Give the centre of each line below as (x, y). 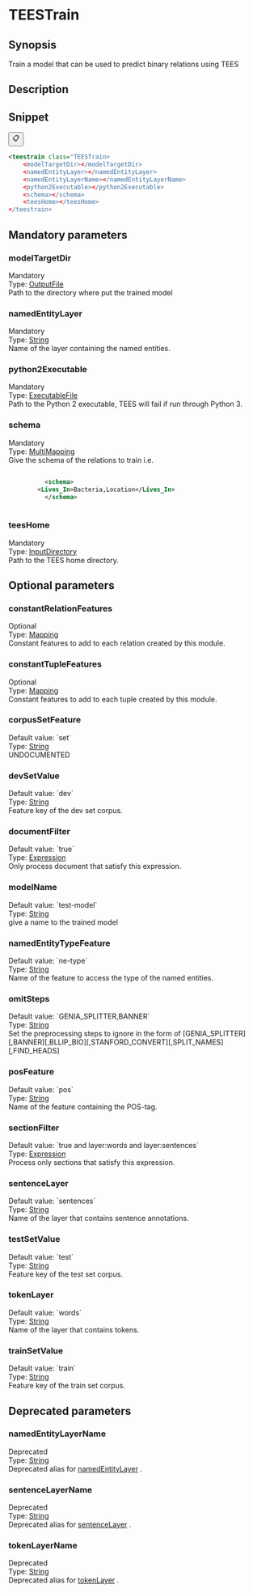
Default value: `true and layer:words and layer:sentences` (104, 1145)
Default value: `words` (45, 1312)
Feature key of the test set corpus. (66, 1274)
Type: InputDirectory (43, 551)
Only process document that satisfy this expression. (95, 866)
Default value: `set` (40, 737)
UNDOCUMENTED (39, 755)
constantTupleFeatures (55, 664)
